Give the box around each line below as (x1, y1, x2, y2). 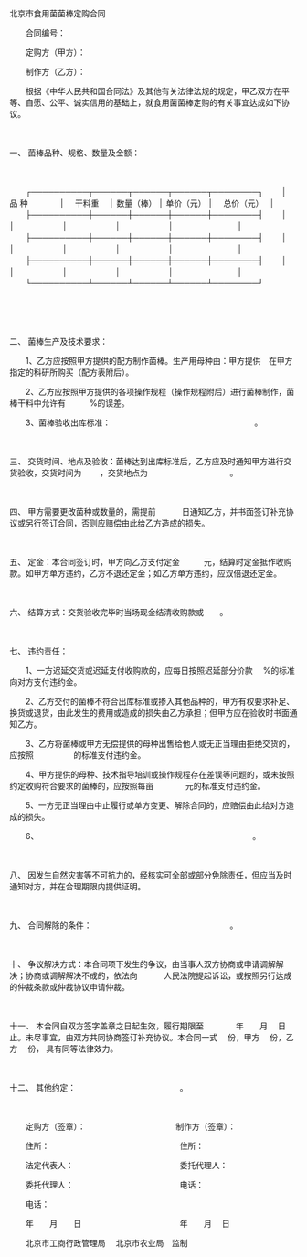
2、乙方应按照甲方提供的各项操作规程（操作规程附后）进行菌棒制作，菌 (25, 387, 295, 397)
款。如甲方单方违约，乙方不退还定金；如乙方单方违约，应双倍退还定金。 (9, 568, 281, 579)
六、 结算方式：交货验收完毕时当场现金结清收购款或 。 (9, 607, 228, 617)
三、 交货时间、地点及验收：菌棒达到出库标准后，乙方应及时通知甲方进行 (9, 456, 284, 466)
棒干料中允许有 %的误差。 (9, 398, 126, 409)
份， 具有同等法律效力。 (26, 1043, 119, 1054)
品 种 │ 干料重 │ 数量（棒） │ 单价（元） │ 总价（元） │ (9, 197, 276, 208)
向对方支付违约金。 (9, 676, 78, 687)
